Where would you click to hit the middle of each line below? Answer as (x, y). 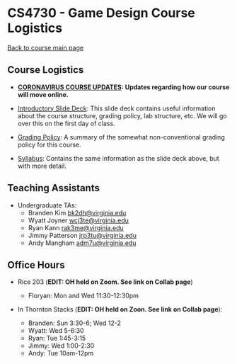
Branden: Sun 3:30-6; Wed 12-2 (75, 323)
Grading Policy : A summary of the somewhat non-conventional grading (121, 137)
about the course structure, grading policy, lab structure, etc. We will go (122, 115)
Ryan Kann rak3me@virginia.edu (76, 227)
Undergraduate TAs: (47, 205)
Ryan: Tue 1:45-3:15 (57, 339)
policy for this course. (49, 144)
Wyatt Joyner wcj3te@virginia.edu (78, 220)
